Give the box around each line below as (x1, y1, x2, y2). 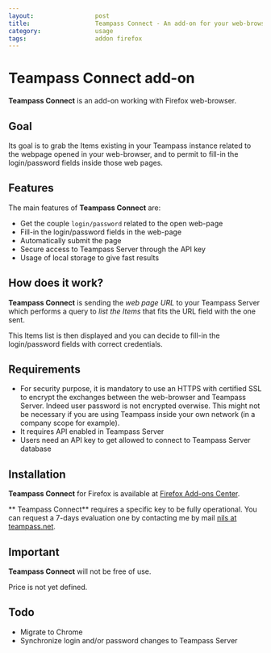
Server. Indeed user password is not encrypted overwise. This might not (19, 401, 261, 411)
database (19, 444, 52, 453)
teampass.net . (8, 522, 56, 532)
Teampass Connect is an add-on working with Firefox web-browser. (8, 96, 237, 106)
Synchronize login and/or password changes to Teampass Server (19, 635, 238, 645)
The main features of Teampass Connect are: (8, 203, 161, 213)
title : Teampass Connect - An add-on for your (8, 19, 229, 27)
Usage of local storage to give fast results (19, 252, 160, 263)
